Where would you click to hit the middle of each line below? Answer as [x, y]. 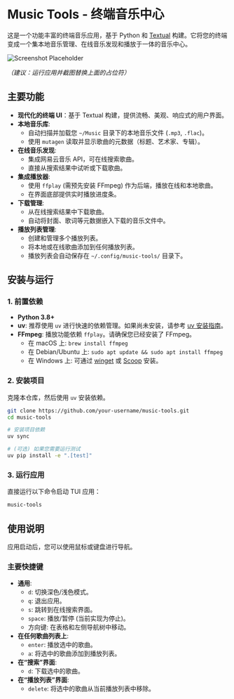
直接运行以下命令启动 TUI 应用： [54, 492]
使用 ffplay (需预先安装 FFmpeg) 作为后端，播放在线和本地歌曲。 [122, 185]
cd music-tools [29, 417]
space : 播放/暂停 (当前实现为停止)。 [78, 618]
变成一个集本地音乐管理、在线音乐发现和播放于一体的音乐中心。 [99, 44]
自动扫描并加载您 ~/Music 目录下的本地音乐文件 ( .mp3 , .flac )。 [118, 132]
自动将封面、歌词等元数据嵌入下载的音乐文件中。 [98, 220]
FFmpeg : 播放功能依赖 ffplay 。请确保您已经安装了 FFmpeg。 [106, 334]
